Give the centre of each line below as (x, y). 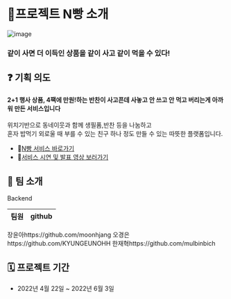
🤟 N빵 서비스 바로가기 (46, 148)
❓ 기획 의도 (29, 78)
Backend (20, 198)
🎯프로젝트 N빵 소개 (58, 14)
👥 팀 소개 (25, 181)
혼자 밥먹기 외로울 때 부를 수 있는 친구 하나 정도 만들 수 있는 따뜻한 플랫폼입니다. (115, 134)
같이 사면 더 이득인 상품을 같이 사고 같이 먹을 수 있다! (89, 53)
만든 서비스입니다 (37, 108)
